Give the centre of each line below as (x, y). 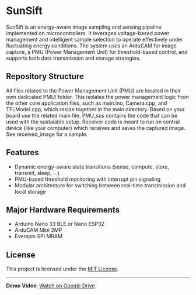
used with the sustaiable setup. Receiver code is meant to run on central (93, 122)
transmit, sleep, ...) (37, 173)
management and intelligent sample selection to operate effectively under (94, 39)
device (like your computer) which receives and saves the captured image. (96, 128)
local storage (30, 191)
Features (22, 152)
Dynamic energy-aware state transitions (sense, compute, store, (92, 167)
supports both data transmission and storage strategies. (73, 58)
